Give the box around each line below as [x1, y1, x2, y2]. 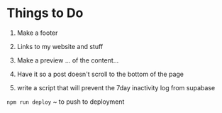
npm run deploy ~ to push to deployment [6, 97, 125, 106]
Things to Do [6, 5, 84, 21]
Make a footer [16, 28, 58, 37]
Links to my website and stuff [16, 42, 104, 50]
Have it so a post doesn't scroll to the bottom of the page [16, 70, 184, 78]
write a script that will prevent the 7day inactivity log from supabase [16, 83, 216, 92]
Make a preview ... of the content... [16, 55, 119, 65]
